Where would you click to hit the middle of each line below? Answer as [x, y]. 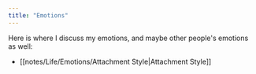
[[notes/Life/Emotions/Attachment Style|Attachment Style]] [115, 61]
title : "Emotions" [38, 15]
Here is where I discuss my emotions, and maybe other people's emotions [128, 38]
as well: [20, 46]
